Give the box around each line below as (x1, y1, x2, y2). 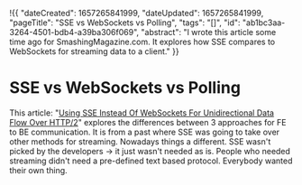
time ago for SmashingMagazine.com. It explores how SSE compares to (9, 36, 276, 47)
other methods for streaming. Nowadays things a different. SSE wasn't (9, 135, 271, 147)
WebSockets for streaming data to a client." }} (9, 46, 180, 57)
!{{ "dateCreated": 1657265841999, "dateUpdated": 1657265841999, (9, 8, 264, 18)
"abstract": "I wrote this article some (141, 27, 277, 37)
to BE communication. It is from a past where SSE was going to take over (9, 126, 280, 137)
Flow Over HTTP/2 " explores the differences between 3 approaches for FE (9, 116, 287, 127)
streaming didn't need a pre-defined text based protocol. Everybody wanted (9, 155, 293, 166)
